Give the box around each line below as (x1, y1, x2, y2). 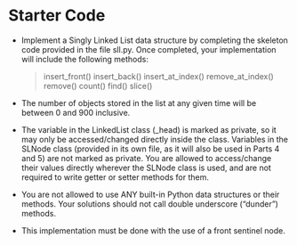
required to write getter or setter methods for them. (20, 171, 210, 183)
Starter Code (8, 5, 106, 26)
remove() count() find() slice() (43, 80, 153, 91)
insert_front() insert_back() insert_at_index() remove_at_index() (43, 70, 275, 81)
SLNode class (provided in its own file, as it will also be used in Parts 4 (20, 143, 280, 154)
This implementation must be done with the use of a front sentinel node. (20, 225, 285, 236)
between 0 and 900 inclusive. (20, 107, 131, 118)
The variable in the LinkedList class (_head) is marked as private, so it (20, 124, 277, 135)
